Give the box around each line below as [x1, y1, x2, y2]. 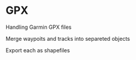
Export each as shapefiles [5, 46, 70, 54]
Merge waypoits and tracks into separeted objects [5, 35, 131, 42]
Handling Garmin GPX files [5, 23, 72, 31]
